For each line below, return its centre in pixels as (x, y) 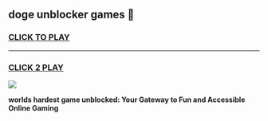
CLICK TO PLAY (39, 37)
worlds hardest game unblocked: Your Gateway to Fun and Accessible (127, 100)
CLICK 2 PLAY (36, 67)
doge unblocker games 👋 (71, 15)
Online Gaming (33, 107)
